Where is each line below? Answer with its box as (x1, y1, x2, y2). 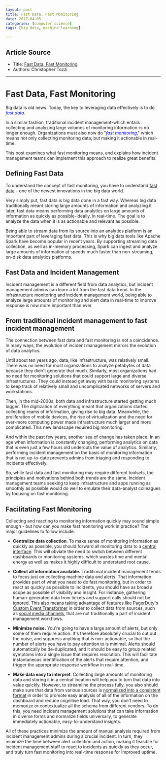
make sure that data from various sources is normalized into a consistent (12, 687, 161, 693)
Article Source (5, 48, 51, 57)
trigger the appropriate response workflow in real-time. (12, 662, 125, 668)
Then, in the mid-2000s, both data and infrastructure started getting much (5, 398, 157, 404)
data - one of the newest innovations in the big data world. (5, 188, 125, 194)
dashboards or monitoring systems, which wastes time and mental (12, 554, 148, 560)
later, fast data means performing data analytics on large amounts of (5, 207, 145, 213)
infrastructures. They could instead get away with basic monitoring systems (5, 378, 160, 384)
